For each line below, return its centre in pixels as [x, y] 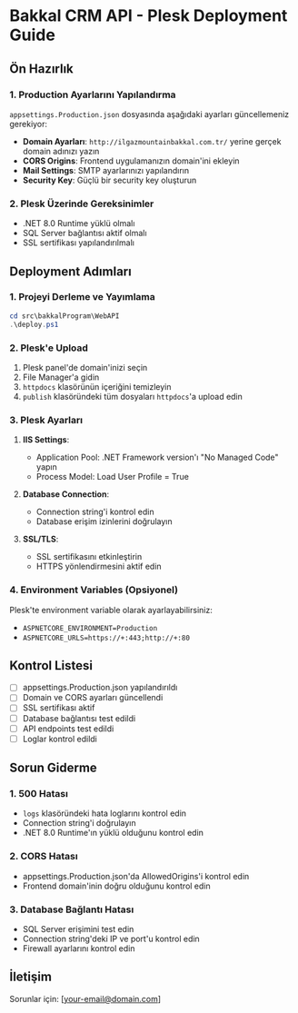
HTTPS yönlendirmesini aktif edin [99, 566]
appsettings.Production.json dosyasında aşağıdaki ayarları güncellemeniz [149, 114]
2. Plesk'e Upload [49, 348]
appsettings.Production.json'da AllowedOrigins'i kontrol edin [136, 876]
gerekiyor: [29, 124]
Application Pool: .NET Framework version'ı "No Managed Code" [157, 457]
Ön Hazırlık [42, 69]
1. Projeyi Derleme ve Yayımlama [83, 297]
